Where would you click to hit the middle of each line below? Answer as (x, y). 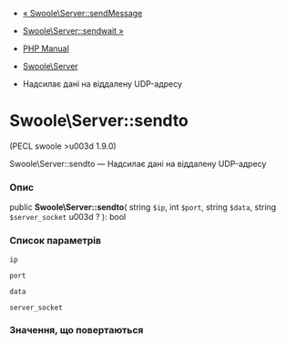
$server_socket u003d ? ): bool (68, 217)
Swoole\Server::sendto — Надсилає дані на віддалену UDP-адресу (138, 163)
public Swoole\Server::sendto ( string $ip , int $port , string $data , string (143, 207)
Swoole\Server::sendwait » (73, 31)
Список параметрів (56, 241)
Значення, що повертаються (76, 330)
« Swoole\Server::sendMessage (82, 13)
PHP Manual (46, 48)
